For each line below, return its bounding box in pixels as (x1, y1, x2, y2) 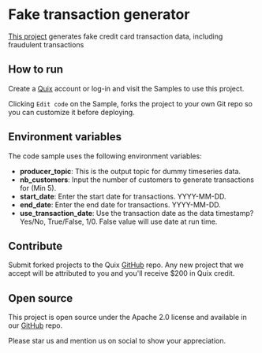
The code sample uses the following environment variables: (8, 151, 203, 161)
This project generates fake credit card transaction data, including (8, 32, 223, 41)
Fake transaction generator (8, 6, 190, 24)
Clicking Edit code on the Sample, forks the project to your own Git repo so (8, 98, 253, 108)
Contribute (8, 239, 63, 253)
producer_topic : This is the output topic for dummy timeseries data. (19, 166, 241, 176)
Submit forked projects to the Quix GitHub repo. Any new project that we (8, 260, 245, 269)
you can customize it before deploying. (8, 107, 136, 117)
